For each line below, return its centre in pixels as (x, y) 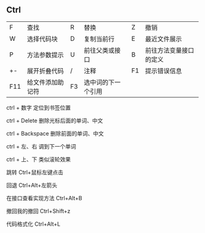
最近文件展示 (163, 39)
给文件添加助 (45, 82)
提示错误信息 (163, 71)
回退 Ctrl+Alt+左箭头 (32, 185)
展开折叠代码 (45, 71)
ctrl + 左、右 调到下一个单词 (41, 146)
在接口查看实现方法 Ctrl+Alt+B (44, 198)
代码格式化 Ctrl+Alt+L (34, 224)
